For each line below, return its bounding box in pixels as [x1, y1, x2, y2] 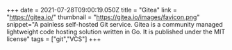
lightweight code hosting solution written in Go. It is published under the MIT [6, 27, 226, 36]
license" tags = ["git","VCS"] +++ [6, 35, 101, 43]
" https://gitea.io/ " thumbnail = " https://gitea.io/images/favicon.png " [6, 13, 200, 21]
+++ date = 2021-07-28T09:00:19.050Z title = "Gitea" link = [6, 6, 178, 14]
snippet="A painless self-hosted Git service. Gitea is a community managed [6, 21, 223, 28]
